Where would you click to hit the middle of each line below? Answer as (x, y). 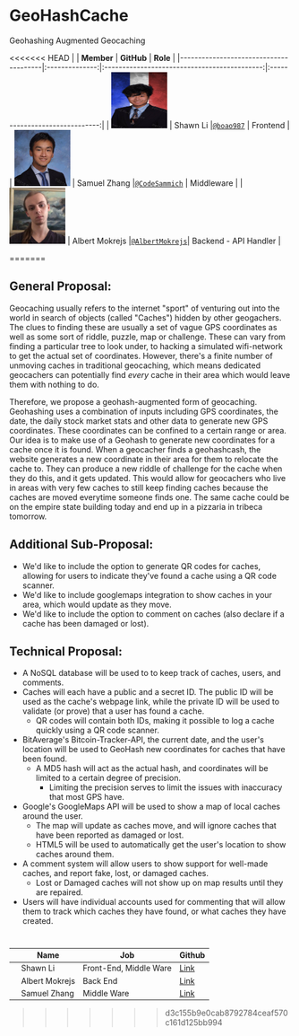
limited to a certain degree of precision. (108, 778)
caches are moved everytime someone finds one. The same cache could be (149, 497)
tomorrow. (28, 516)
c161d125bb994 (194, 1023)
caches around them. (75, 855)
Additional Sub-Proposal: (81, 544)
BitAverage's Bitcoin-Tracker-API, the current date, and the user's (143, 740)
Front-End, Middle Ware (127, 968)
